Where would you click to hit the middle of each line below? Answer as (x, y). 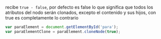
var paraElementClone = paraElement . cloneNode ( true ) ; (63, 31)
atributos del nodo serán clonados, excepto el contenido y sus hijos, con (81, 12)
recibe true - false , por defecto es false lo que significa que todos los (79, 7)
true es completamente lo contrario (42, 18)
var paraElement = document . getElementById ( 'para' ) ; (62, 27)
